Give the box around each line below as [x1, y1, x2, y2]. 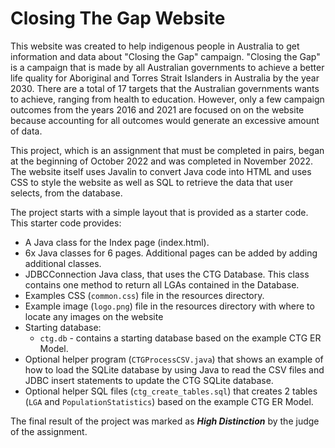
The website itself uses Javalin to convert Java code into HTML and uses [10, 165, 312, 177]
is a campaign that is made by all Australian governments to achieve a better [10, 61, 325, 73]
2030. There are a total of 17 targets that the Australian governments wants [10, 82, 320, 94]
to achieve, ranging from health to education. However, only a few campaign [10, 93, 325, 105]
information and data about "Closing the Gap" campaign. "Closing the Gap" [10, 50, 321, 62]
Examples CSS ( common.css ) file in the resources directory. [24, 289, 265, 301]
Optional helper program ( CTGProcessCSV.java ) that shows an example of [24, 353, 324, 365]
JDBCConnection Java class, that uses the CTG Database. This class [24, 268, 310, 280]
